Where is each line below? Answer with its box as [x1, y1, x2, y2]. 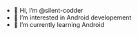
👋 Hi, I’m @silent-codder [13, 7, 83, 14]
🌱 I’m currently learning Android [13, 21, 105, 28]
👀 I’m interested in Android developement [13, 13, 132, 22]
